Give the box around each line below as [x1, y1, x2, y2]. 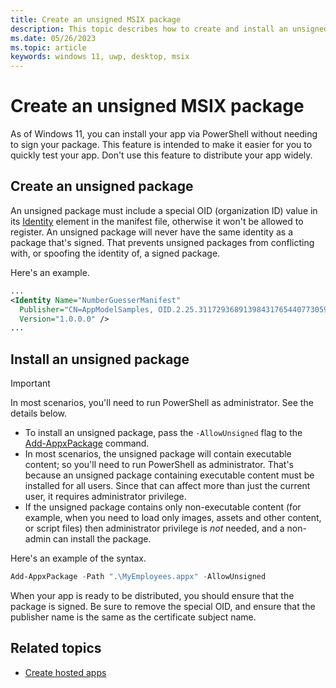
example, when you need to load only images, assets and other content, [24, 512, 322, 524]
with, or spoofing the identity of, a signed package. [10, 247, 221, 259]
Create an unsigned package [10, 178, 194, 195]
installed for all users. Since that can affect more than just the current [24, 480, 311, 492]
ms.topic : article [10, 42, 87, 53]
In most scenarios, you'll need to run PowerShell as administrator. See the [10, 397, 314, 409]
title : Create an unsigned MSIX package [10, 14, 182, 25]
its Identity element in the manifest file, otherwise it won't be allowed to [10, 215, 304, 227]
